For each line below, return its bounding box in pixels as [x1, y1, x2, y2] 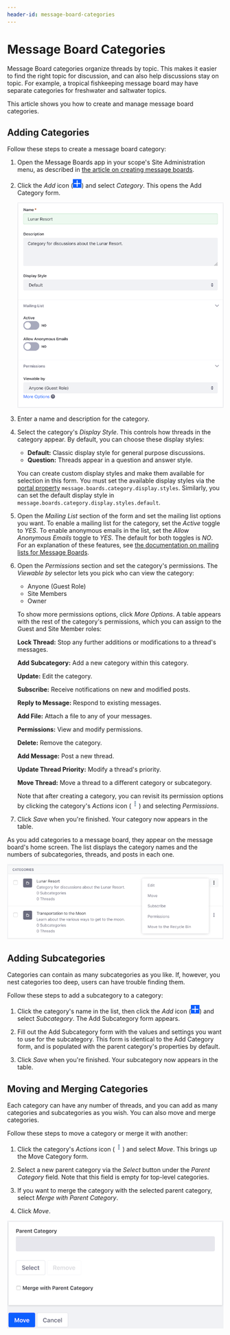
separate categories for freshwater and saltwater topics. [7, 86, 167, 94]
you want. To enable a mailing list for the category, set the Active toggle [16, 519, 220, 527]
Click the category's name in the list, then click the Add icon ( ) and [16, 1007, 214, 1015]
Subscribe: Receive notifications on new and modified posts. [16, 685, 191, 694]
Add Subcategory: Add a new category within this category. [16, 659, 189, 667]
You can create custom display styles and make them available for [16, 469, 205, 477]
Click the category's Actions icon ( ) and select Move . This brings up [16, 1145, 218, 1154]
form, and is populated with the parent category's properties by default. [16, 1042, 220, 1051]
